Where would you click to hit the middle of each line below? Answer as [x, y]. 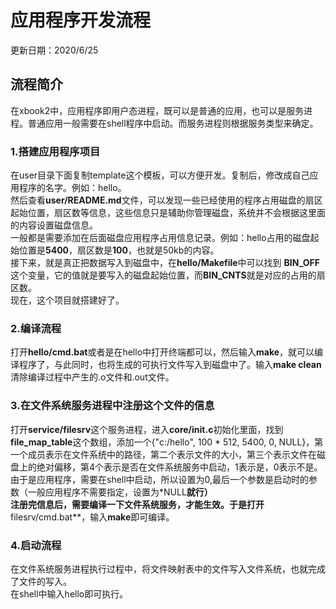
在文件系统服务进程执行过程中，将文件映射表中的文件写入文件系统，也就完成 [168, 568]
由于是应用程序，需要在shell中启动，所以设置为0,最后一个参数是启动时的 [160, 479]
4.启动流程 [36, 545]
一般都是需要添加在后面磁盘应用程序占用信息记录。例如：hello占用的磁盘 [160, 238]
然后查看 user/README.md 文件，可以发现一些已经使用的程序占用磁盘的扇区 [166, 200]
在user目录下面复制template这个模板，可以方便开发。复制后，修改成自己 [160, 175]
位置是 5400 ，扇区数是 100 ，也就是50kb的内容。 [119, 250]
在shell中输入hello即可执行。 [69, 593]
